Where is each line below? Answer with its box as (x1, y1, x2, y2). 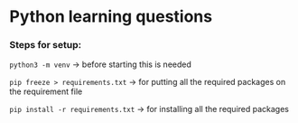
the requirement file (9, 86, 83, 97)
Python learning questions (9, 6, 213, 27)
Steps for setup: (9, 39, 82, 52)
